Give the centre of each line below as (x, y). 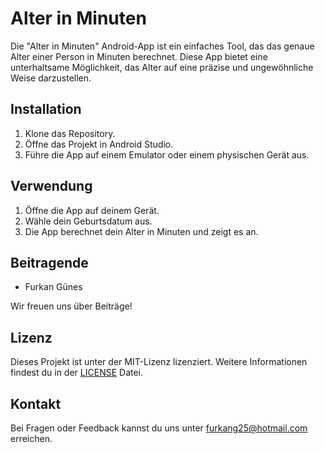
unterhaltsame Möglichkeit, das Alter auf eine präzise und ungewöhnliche (162, 67)
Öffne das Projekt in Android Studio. (99, 144)
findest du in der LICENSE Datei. (77, 373)
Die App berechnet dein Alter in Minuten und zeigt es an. (141, 231)
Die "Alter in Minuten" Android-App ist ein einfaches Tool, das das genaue (162, 46)
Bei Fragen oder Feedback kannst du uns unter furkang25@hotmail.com (159, 428)
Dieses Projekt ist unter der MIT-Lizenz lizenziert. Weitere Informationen (159, 362)
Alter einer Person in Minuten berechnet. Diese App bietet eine (139, 56)
